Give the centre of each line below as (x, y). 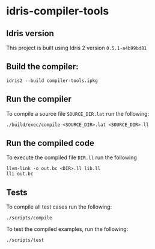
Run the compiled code (50, 143)
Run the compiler (39, 99)
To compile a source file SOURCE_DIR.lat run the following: (78, 113)
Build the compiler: (42, 67)
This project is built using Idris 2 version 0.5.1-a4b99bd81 (77, 48)
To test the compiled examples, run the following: (67, 229)
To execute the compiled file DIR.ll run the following (71, 157)
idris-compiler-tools (58, 11)
